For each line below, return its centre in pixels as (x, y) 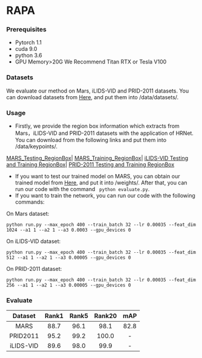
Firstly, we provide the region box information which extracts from (97, 126)
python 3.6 (28, 56)
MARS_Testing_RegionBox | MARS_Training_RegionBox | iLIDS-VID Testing (97, 158)
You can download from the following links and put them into (91, 140)
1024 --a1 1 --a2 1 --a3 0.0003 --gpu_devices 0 (69, 230)
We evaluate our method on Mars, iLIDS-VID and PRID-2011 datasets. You (98, 91)
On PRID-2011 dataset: (34, 269)
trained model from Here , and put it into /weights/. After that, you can (101, 183)
